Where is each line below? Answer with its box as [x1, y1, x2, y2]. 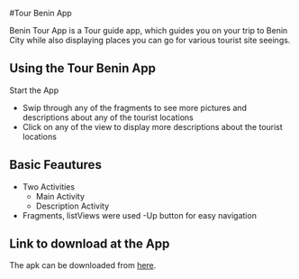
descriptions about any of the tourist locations [22, 112, 194, 123]
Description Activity [35, 200, 110, 211]
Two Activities [22, 181, 75, 192]
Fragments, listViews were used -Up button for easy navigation [22, 209, 257, 220]
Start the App [9, 85, 59, 96]
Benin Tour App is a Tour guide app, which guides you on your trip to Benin [9, 25, 288, 35]
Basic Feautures [9, 157, 102, 172]
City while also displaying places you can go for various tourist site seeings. [9, 35, 291, 45]
